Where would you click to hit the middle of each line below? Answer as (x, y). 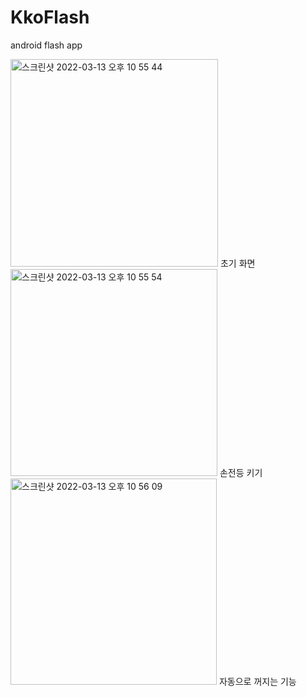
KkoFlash (50, 17)
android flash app (46, 45)
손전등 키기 (241, 472)
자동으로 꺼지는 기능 (257, 681)
